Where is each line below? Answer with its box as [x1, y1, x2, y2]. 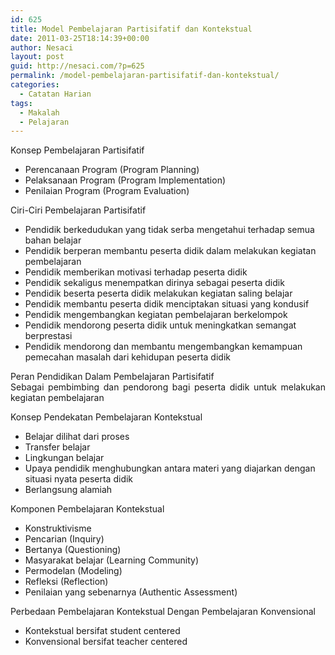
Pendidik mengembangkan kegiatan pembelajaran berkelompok [24, 309, 288, 321]
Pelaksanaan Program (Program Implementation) [24, 174, 227, 186]
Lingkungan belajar [24, 452, 105, 464]
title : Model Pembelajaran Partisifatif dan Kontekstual [10, 24, 253, 34]
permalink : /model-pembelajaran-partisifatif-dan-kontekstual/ [10, 71, 280, 81]
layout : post [10, 52, 65, 62]
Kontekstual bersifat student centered [24, 625, 181, 637]
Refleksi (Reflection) [24, 576, 109, 588]
